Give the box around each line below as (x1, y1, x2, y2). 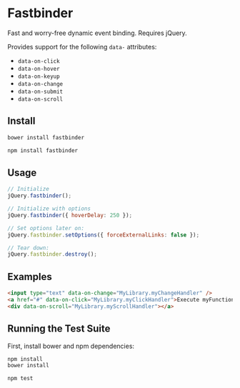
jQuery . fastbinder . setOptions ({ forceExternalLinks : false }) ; (7, 231, 200, 239)
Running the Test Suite (7, 323, 111, 335)
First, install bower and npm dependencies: (7, 342, 134, 350)
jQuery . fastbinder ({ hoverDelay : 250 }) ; (7, 212, 133, 219)
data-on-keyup (17, 73, 60, 80)
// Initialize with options (7, 205, 91, 212)
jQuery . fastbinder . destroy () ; (7, 251, 98, 258)
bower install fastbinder (7, 134, 84, 141)
